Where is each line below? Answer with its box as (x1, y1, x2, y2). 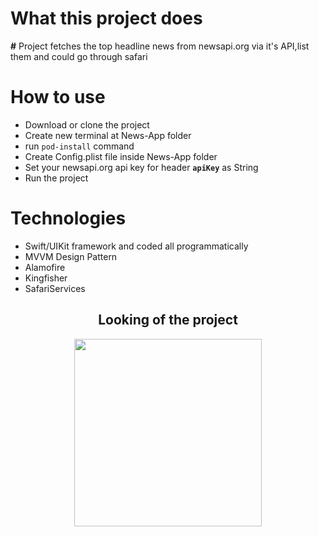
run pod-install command (24, 140, 135, 152)
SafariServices (24, 282, 86, 294)
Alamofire (24, 261, 66, 273)
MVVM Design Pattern (24, 250, 118, 262)
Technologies (10, 207, 127, 230)
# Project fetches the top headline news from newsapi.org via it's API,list (10, 40, 310, 52)
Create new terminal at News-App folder (24, 129, 192, 141)
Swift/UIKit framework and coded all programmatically (24, 240, 249, 252)
